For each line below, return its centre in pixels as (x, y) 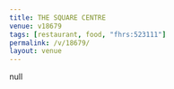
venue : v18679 (36, 26)
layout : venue (36, 51)
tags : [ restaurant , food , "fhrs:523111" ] (88, 34)
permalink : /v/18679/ (50, 43)
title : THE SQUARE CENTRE (57, 18)
